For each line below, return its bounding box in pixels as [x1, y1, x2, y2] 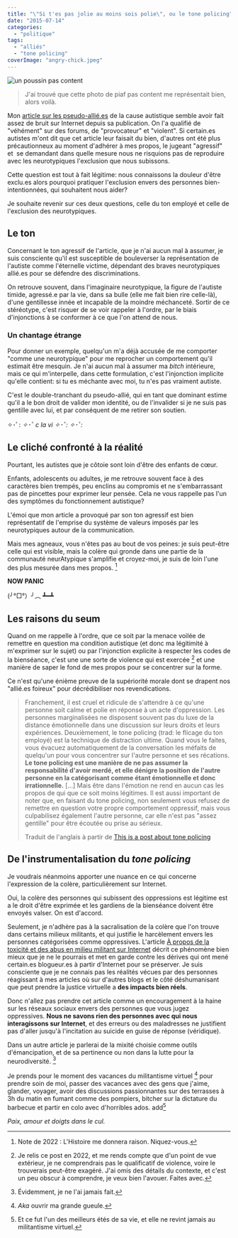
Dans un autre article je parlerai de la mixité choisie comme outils [7, 1040, 198, 1049]
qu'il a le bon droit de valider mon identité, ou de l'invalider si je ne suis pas [7, 398, 227, 407]
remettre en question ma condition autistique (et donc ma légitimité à [7, 639, 209, 647]
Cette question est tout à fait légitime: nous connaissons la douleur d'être [7, 170, 221, 178]
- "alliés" [13, 43, 46, 50]
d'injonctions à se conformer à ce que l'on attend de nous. [7, 313, 178, 321]
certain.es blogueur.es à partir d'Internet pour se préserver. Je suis [7, 960, 203, 969]
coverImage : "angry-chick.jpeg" [7, 57, 103, 64]
